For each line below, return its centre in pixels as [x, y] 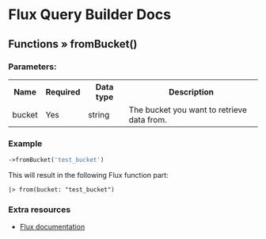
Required [63, 91]
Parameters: [32, 67]
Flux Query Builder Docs [90, 15]
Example [25, 143]
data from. [148, 119]
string [99, 114]
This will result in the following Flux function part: [88, 175]
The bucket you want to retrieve [188, 110]
